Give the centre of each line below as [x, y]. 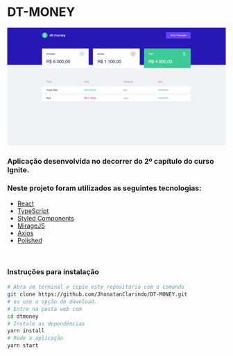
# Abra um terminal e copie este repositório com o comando [96, 287]
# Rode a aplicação [35, 338]
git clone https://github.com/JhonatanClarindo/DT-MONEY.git [97, 295]
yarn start [23, 346]
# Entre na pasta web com [44, 309]
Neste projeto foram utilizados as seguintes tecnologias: [104, 188]
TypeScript [33, 211]
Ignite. [18, 169]
